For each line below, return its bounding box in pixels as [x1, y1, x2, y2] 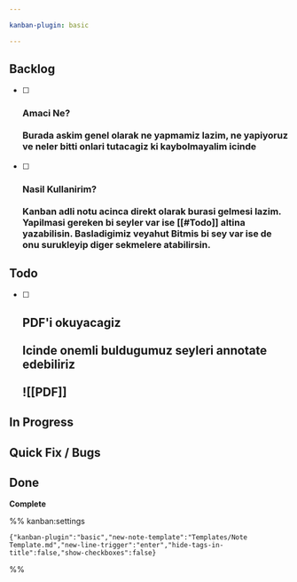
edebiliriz [21, 356, 75, 371]
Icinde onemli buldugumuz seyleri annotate [21, 343, 268, 358]
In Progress [9, 415, 74, 430]
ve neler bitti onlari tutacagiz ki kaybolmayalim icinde [21, 140, 257, 153]
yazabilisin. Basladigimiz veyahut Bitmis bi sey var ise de [21, 227, 272, 240]
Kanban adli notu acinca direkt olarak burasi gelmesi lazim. [21, 205, 282, 218]
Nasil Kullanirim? [21, 183, 98, 195]
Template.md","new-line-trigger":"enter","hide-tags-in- [9, 541, 224, 550]
